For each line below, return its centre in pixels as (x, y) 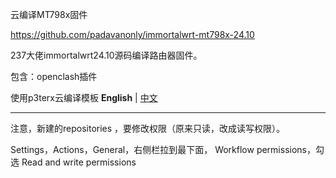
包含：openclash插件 (54, 76)
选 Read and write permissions (73, 162)
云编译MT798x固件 (49, 14)
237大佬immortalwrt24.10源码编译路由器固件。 (106, 55)
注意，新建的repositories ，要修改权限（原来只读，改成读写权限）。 (148, 128)
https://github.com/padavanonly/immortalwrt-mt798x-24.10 (132, 34)
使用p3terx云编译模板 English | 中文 (84, 97)
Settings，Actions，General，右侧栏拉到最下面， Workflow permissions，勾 (167, 149)
